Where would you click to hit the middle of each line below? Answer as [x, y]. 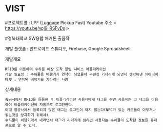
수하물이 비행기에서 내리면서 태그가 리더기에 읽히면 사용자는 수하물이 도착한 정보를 [77, 120]
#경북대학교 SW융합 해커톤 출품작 [37, 38]
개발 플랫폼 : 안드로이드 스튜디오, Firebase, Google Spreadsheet [68, 48]
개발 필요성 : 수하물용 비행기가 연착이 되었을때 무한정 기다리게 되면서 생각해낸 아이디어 [82, 74]
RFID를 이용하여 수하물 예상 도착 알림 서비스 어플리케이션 [56, 69]
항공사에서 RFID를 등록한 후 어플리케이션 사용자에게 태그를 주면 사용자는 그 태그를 [77, 99]
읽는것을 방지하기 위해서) [27, 115]
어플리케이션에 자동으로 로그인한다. [44, 105]
